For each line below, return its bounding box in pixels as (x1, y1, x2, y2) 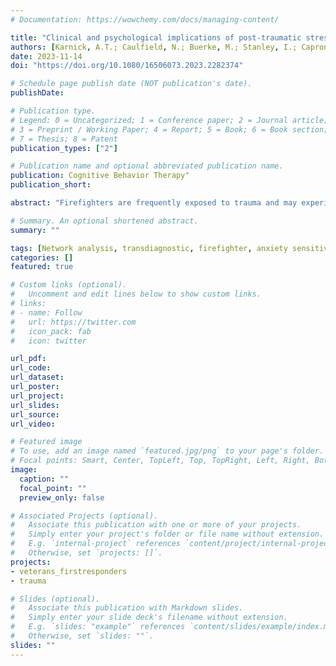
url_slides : (10, 400, 60, 410)
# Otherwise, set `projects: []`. (10, 548, 163, 558)
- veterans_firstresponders (10, 566, 128, 576)
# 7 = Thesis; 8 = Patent (10, 134, 118, 144)
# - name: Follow (10, 307, 83, 318)
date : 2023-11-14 (10, 51, 83, 61)
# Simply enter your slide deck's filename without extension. (10, 612, 288, 623)
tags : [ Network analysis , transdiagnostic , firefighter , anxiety (10, 243, 288, 253)
